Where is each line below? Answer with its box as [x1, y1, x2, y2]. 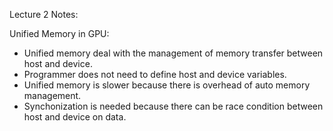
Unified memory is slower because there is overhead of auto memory [23, 79, 311, 91]
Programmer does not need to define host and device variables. [23, 69, 287, 80]
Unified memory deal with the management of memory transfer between [23, 47, 324, 59]
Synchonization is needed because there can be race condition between [23, 100, 324, 112]
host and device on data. [23, 111, 127, 123]
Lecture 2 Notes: [9, 9, 79, 20]
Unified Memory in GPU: [9, 28, 110, 39]
